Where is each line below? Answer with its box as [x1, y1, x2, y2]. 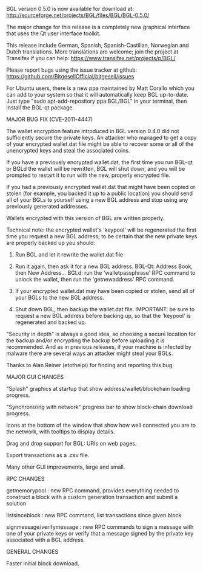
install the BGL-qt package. [6, 104, 75, 111]
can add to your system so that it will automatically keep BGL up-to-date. [6, 91, 189, 98]
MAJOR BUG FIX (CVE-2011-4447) [6, 115, 93, 123]
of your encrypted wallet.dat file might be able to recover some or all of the [6, 140, 194, 148]
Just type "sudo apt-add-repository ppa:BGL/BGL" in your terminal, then [6, 97, 187, 105]
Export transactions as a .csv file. [6, 452, 90, 458]
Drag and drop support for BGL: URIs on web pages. [6, 440, 137, 447]
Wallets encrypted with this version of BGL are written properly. [6, 215, 165, 221]
